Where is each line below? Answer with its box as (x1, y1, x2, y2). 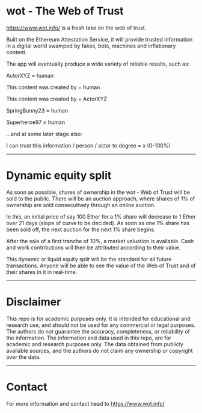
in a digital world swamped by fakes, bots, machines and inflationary (6, 42, 176, 49)
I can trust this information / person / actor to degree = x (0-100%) (6, 141, 171, 149)
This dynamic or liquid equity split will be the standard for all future (6, 255, 172, 262)
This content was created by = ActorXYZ (6, 95, 107, 102)
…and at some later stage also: (6, 130, 82, 137)
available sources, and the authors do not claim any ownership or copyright (6, 347, 194, 354)
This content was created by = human (6, 83, 100, 91)
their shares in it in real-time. (6, 268, 78, 275)
